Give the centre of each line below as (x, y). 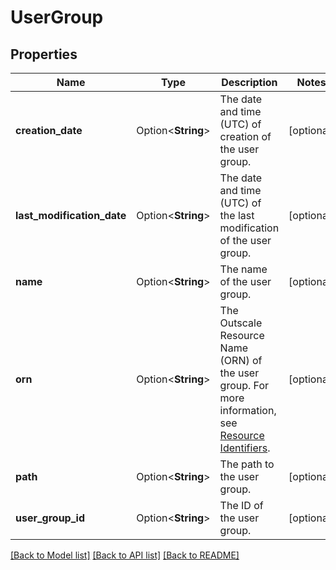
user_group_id (50, 518)
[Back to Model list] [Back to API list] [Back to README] (125, 555)
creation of (245, 136)
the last (237, 215)
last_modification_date (71, 215)
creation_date (49, 130)
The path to (247, 464)
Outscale (241, 323)
